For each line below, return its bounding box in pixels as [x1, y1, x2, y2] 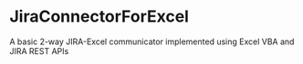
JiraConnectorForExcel [9, 6, 190, 27]
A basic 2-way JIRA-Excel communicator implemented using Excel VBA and [9, 36, 295, 47]
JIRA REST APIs [9, 45, 69, 56]
